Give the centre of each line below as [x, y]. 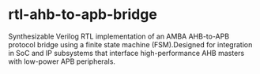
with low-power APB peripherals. [62, 61]
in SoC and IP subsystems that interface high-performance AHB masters [126, 53]
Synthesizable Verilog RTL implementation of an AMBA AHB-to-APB [119, 36]
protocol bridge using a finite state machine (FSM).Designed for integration [130, 44]
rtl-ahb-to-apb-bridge [83, 15]
